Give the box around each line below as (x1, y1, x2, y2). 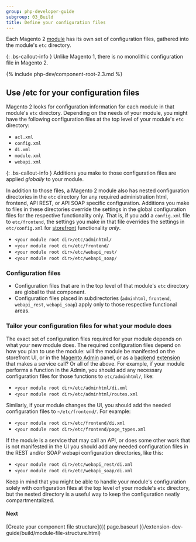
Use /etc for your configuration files (6, 87, 139, 97)
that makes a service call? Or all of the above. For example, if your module (6, 360, 185, 367)
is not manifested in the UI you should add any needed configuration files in (6, 443, 188, 450)
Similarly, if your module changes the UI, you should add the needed (6, 401, 171, 408)
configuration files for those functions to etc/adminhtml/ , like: (6, 373, 154, 380)
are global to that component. (14, 288, 87, 296)
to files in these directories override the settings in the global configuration (6, 206, 186, 213)
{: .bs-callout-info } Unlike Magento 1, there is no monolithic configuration (6, 53, 183, 60)
